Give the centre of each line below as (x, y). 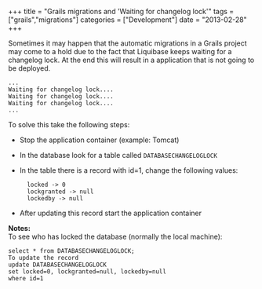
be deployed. (29, 68)
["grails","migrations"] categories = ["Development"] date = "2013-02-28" (127, 20)
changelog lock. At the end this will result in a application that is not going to (131, 60)
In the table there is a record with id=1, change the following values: (129, 170)
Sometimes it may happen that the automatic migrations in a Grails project (127, 43)
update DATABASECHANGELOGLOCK (58, 265)
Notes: (20, 228)
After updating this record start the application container (111, 213)
